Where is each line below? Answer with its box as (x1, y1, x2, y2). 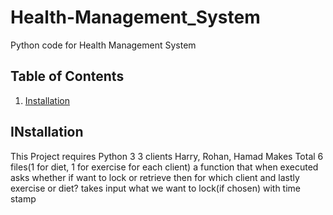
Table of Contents (10, 68, 125, 85)
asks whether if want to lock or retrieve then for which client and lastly (10, 171, 300, 183)
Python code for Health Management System (10, 39, 197, 51)
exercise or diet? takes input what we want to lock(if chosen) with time (10, 182, 302, 194)
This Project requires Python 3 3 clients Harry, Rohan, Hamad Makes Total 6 (10, 150, 324, 162)
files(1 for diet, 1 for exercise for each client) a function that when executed (10, 161, 319, 173)
